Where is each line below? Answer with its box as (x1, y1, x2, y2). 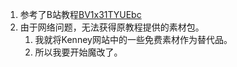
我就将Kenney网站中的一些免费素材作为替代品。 (34, 34, 233, 45)
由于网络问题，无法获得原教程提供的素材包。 (19, 21, 205, 33)
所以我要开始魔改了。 (34, 46, 123, 58)
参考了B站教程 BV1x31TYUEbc (19, 9, 142, 20)
